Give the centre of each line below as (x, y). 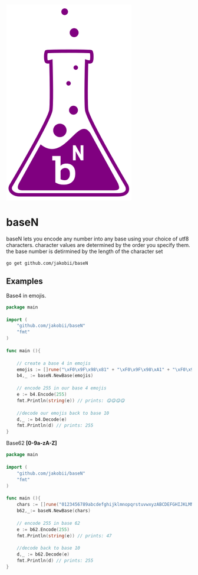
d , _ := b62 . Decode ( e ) (43, 554)
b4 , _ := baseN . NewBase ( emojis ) (55, 376)
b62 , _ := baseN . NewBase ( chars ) (54, 511)
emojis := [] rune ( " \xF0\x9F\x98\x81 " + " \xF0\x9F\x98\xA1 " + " (96, 369)
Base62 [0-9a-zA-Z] (32, 443)
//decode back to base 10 (49, 548)
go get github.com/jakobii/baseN (47, 263)
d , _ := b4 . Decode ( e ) (42, 419)
